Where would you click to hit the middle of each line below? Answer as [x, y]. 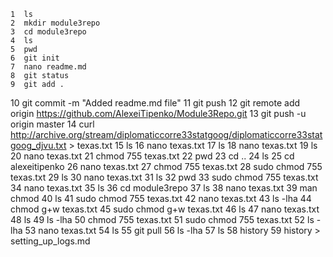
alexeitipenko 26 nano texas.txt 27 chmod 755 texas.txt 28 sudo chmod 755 [166, 166]
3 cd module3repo [48, 32]
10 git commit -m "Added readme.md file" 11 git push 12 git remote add [155, 103]
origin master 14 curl [52, 124]
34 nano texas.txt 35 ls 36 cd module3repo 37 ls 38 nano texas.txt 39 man [164, 188]
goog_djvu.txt [38, 145]
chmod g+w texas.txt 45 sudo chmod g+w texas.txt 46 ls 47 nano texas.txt [165, 209]
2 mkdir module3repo [55, 23]
